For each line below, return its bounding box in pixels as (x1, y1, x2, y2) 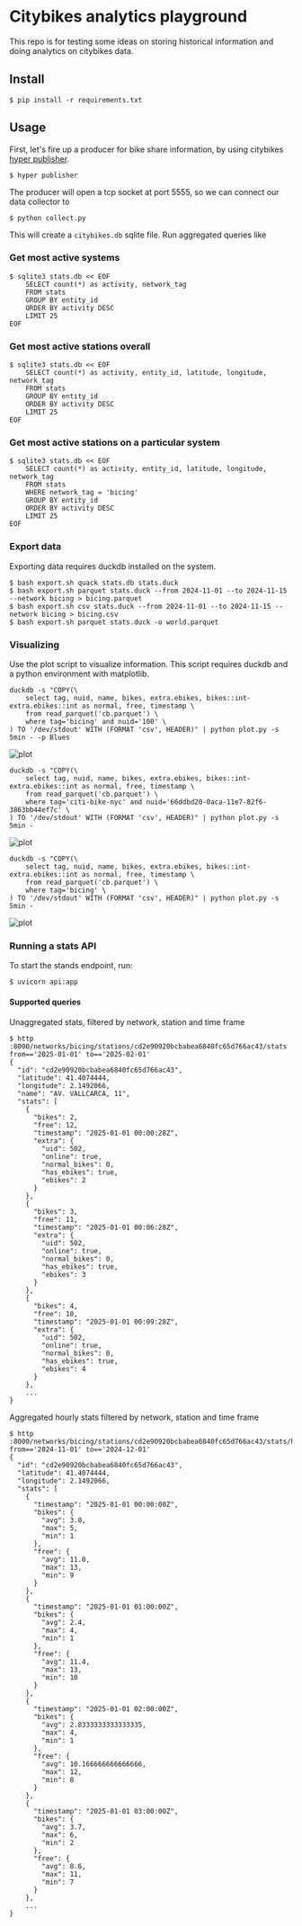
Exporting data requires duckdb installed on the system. (9, 560, 217, 572)
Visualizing (9, 638, 60, 651)
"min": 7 (41, 1877, 75, 1886)
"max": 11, (41, 1869, 83, 1878)
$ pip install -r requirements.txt (9, 95, 143, 104)
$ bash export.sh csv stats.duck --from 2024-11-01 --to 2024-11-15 (9, 602, 271, 611)
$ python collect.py (9, 213, 87, 222)
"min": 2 (41, 1838, 75, 1847)
